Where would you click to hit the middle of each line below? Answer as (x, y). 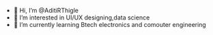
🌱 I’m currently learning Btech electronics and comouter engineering (110, 25)
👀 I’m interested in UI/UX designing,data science (82, 17)
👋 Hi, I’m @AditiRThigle (46, 10)
